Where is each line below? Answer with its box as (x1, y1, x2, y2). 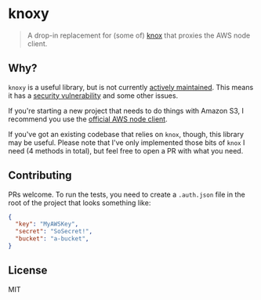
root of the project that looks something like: (8, 197, 151, 208)
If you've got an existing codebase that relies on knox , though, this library (8, 129, 245, 139)
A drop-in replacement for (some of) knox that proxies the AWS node (27, 31, 251, 40)
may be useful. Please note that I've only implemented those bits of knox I (8, 138, 245, 147)
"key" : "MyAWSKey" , (15, 220, 79, 228)
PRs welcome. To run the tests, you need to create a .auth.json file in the (8, 190, 245, 199)
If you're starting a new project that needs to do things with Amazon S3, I (8, 106, 245, 115)
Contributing (8, 169, 72, 183)
